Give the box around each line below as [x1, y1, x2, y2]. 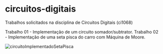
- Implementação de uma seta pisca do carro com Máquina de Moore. [5, 34, 145, 40]
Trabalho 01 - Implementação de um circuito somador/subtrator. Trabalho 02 [5, 29, 159, 35]
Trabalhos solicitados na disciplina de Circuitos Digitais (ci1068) [5, 19, 133, 25]
